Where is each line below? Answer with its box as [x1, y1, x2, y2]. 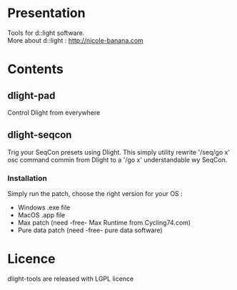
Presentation [7, 5, 86, 21]
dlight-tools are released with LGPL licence [7, 274, 134, 283]
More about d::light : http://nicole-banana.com [7, 36, 144, 44]
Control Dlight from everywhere [7, 108, 101, 117]
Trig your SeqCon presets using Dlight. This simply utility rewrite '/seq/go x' [7, 147, 231, 156]
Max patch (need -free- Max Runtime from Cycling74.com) [17, 219, 191, 227]
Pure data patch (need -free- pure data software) [17, 226, 163, 234]
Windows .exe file [17, 203, 71, 212]
